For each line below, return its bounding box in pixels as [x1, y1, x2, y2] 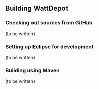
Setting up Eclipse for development [5, 43, 94, 50]
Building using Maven [5, 67, 60, 74]
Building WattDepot [5, 4, 69, 13]
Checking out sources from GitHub [5, 19, 93, 26]
